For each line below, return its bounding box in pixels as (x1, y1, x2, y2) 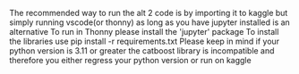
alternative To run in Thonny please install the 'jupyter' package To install (9, 27, 279, 37)
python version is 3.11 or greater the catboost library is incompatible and (9, 45, 275, 56)
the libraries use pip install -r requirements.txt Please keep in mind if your (9, 36, 280, 46)
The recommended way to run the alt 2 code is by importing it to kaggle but (9, 8, 288, 18)
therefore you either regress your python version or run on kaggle (9, 55, 252, 65)
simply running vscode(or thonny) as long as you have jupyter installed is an (9, 17, 291, 28)
